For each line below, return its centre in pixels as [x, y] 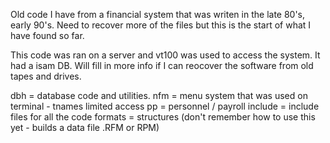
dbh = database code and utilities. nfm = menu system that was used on [159, 95]
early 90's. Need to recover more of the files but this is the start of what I [161, 25]
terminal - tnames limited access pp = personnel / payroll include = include [165, 106]
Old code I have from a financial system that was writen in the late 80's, [158, 14]
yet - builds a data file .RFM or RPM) [85, 127]
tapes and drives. [46, 76]
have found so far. [47, 35]
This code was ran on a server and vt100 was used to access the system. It [165, 55]
